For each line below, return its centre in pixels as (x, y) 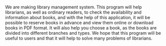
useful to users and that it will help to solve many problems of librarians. (79, 38)
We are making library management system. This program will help (74, 7)
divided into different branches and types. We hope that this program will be (83, 33)
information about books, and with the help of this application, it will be (78, 17)
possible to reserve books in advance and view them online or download (80, 23)
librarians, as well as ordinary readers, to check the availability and (73, 12)
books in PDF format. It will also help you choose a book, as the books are (81, 28)
